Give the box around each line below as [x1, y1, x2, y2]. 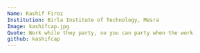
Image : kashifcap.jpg [7, 23, 70, 30]
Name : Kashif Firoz [7, 10, 64, 17]
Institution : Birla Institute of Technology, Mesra [7, 17, 159, 23]
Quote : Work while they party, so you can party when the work [7, 29, 194, 36]
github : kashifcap [7, 36, 60, 43]
